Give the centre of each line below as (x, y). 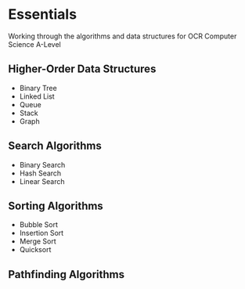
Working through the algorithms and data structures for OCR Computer (122, 36)
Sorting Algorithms (56, 206)
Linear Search (42, 181)
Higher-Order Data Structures (82, 69)
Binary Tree (38, 88)
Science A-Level (34, 44)
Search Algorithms (55, 146)
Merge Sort (38, 241)
